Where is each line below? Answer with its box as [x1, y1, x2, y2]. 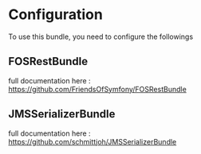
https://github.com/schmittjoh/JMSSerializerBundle [8, 137, 177, 146]
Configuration [8, 6, 104, 24]
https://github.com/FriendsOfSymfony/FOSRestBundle [8, 84, 187, 94]
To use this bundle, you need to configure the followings [8, 32, 194, 41]
